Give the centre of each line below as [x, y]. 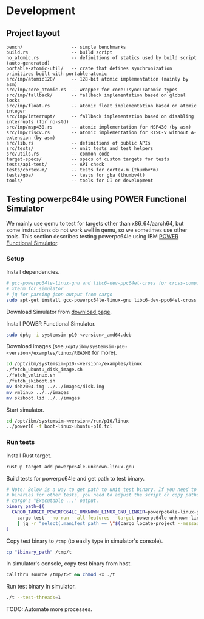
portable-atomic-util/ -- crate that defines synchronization [89, 68]
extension [19, 138]
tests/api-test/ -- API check [55, 165]
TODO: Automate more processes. [49, 609]
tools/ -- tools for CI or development [80, 181]
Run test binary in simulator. [41, 587]
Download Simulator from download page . [59, 312]
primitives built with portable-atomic [57, 74]
